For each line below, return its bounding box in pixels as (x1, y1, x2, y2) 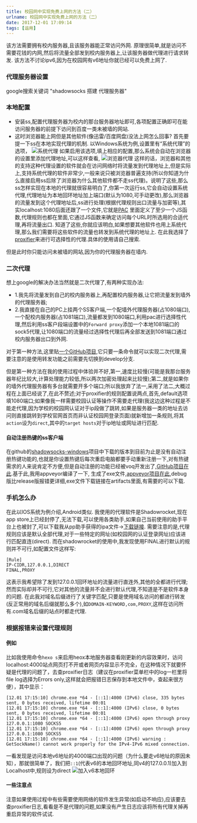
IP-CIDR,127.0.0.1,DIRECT (6, 562, 69, 568)
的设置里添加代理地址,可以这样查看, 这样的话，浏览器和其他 (14, 154, 191, 162)
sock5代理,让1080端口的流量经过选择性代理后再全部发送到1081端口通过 (14, 328, 187, 336)
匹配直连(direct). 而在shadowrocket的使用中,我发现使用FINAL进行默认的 (11, 537, 185, 545)
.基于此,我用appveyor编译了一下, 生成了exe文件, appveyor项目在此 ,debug (11, 470, 187, 477)
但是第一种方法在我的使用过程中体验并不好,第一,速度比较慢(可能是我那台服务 (6, 368, 191, 375)
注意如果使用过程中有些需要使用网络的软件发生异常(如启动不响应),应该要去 (6, 795, 186, 802)
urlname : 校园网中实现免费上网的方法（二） (6, 14, 100, 20)
